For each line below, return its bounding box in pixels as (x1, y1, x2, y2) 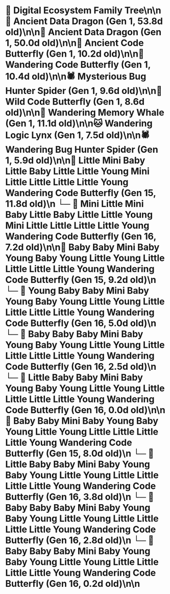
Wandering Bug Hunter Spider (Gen (5, 144, 158, 155)
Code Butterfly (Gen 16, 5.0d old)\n (5, 318, 157, 329)
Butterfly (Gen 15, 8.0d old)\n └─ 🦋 (5, 448, 154, 459)
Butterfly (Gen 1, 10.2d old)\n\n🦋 (5, 48, 144, 60)
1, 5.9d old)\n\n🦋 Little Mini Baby (5, 155, 145, 167)
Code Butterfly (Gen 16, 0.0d (5, 405, 129, 416)
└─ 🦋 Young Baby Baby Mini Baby (5, 285, 150, 297)
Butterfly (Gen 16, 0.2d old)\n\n (5, 578, 140, 589)
